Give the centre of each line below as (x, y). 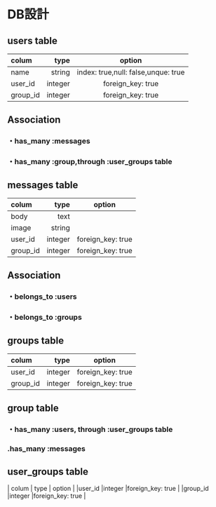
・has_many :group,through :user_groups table (90, 162)
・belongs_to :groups (45, 318)
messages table (43, 185)
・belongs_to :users (42, 297)
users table (33, 40)
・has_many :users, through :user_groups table (90, 430)
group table (33, 408)
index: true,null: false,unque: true (131, 72)
